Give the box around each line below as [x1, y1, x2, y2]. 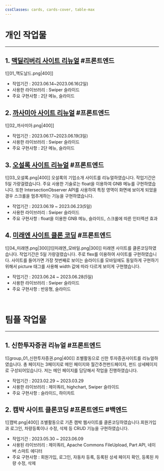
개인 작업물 [5, 30, 47, 41]
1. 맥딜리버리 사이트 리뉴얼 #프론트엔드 [5, 57, 115, 65]
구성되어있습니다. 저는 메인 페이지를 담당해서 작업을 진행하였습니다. [10, 367, 138, 373]
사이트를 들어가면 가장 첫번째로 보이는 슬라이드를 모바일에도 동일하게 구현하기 [11, 257, 159, 263]
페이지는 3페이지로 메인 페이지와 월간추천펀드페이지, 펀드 [28, 361, 137, 367]
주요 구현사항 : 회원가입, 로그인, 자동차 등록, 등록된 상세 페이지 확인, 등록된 [12, 454, 154, 460]
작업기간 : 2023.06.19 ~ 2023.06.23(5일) [12, 204, 92, 209]
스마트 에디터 [17, 448, 42, 454]
